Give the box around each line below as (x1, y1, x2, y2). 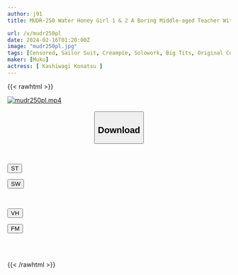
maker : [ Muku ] (7, 56, 50, 64)
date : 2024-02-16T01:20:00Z (7, 36, 91, 43)
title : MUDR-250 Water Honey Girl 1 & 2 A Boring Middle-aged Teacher (7, 17, 220, 24)
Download (98, 125, 140, 135)
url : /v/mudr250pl (7, 30, 62, 37)
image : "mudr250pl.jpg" (7, 43, 78, 50)
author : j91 (7, 10, 42, 18)
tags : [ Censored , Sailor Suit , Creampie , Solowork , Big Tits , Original (7, 50, 223, 57)
